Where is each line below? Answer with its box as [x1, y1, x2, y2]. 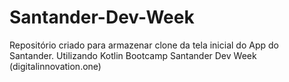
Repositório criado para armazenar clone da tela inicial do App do [9, 39, 279, 51]
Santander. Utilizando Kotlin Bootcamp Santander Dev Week [9, 49, 257, 61]
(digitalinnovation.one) [9, 60, 102, 72]
